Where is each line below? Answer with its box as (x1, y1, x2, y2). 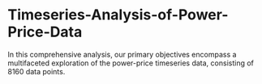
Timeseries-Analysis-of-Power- (7, 6, 229, 24)
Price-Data (7, 23, 83, 41)
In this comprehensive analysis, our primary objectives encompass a (7, 49, 237, 59)
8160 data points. (7, 66, 66, 76)
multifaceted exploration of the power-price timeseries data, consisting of (7, 58, 255, 68)
